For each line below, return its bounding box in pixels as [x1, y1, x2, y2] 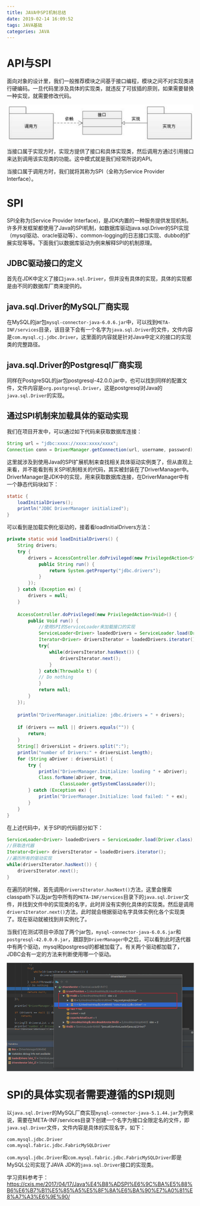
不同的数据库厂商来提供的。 [17, 283, 85, 290]
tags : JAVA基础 [7, 22, 43, 28]
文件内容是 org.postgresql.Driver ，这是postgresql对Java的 [17, 385, 163, 392]
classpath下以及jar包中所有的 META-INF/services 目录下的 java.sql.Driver [7, 893, 185, 900]
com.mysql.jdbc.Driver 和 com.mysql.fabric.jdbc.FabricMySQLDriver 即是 [7, 1154, 182, 1161]
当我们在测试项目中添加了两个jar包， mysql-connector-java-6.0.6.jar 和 [7, 928, 182, 935]
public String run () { [38, 561, 95, 567]
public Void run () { [28, 618, 79, 624]
